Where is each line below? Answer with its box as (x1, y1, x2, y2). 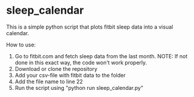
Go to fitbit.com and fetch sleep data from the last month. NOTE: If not (14, 52, 188, 60)
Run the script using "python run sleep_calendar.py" (14, 84, 143, 91)
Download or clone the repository (14, 65, 97, 72)
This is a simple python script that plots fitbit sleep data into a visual (6, 23, 173, 30)
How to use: (6, 41, 36, 48)
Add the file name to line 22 (14, 78, 84, 85)
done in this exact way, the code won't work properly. (14, 59, 147, 66)
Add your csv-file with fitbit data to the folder (14, 71, 126, 79)
